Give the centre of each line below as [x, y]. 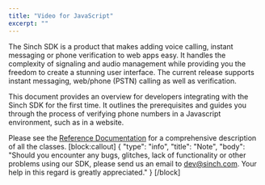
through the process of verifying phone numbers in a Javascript [115, 113]
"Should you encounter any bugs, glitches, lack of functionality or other [127, 155]
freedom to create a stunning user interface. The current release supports [131, 72]
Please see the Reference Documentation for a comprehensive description [132, 137]
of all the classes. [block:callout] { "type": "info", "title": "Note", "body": [127, 146]
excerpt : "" [28, 23]
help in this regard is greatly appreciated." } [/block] [95, 172]
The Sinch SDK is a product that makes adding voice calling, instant [121, 46]
